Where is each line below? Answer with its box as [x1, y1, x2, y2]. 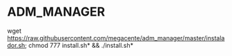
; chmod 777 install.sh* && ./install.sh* [25, 41, 134, 49]
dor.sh [7, 41, 26, 49]
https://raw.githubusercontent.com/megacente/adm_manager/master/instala [7, 33, 225, 42]
